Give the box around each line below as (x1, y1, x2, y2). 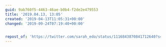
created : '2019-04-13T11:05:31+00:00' (5, 16, 85, 21)
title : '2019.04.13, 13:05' (5, 12, 63, 17)
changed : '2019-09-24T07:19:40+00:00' (5, 21, 85, 26)
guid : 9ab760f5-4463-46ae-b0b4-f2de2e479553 (5, 7, 98, 12)
